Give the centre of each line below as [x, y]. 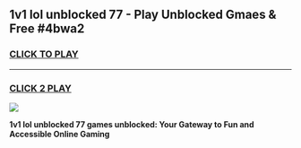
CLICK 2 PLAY [40, 88]
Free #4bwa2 [47, 29]
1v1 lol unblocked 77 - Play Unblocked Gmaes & [143, 15]
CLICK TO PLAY [44, 55]
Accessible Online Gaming [60, 134]
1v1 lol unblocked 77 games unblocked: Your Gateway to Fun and [132, 124]
